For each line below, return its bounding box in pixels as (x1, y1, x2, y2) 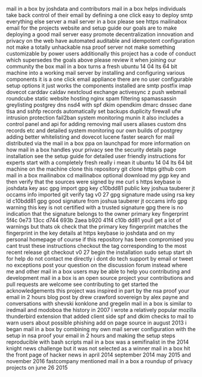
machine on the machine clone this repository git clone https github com (6, 165, 186, 173)
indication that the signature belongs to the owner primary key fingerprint (6, 211, 189, 217)
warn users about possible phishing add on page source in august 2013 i (6, 319, 187, 326)
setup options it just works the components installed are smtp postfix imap (6, 82, 192, 89)
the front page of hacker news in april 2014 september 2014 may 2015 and (6, 351, 191, 358)
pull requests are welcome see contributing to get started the (6, 280, 159, 288)
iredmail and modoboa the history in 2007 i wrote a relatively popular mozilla (6, 306, 197, 313)
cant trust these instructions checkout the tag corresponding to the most (6, 242, 187, 249)
